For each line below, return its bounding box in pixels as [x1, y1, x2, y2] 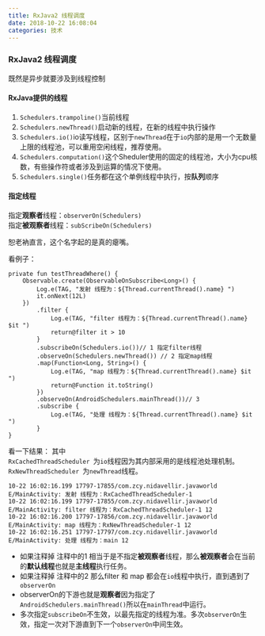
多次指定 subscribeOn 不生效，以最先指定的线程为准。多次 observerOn [19, 610, 240, 619]
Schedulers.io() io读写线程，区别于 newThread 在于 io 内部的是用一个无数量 [19, 132, 257, 141]
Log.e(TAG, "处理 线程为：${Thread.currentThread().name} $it [50, 411, 253, 419]
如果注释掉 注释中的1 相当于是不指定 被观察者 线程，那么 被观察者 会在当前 [19, 552, 256, 561]
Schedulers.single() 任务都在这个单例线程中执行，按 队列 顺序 [19, 171, 219, 181]
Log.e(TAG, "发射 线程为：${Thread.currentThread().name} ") [36, 285, 235, 293]
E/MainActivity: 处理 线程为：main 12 [8, 537, 129, 545]
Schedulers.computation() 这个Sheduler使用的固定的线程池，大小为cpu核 [19, 151, 258, 161]
